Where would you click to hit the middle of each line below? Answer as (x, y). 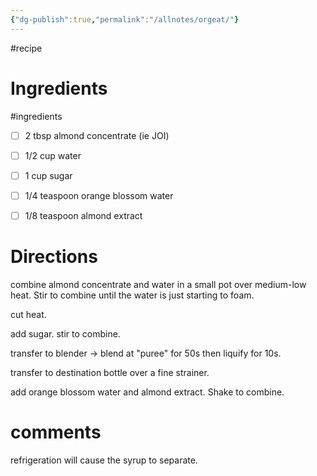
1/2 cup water (53, 155)
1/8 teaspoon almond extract (83, 215)
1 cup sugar (48, 175)
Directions (54, 257)
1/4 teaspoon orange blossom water (99, 195)
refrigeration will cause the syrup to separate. (104, 460)
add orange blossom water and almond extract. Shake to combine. (147, 392)
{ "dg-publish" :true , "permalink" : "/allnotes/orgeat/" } (125, 19)
